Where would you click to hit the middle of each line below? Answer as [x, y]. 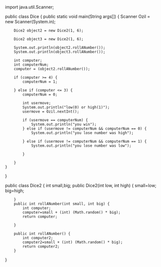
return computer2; [41, 247]
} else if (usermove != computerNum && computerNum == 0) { [85, 129]
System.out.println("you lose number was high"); [82, 133]
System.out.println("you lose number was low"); [81, 146]
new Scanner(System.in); [30, 22]
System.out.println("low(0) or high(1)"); [66, 107]
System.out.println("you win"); [64, 124]
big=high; [15, 191]
